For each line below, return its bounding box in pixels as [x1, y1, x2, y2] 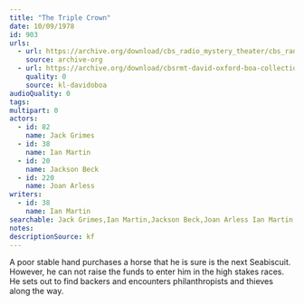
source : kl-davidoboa [25, 81, 107, 90]
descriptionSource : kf [9, 232, 95, 241]
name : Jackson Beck [25, 165, 100, 174]
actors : [9, 114, 39, 123]
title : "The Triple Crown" [9, 13, 111, 23]
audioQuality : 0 [9, 89, 71, 98]
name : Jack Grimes [25, 131, 95, 140]
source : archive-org [25, 55, 103, 64]
